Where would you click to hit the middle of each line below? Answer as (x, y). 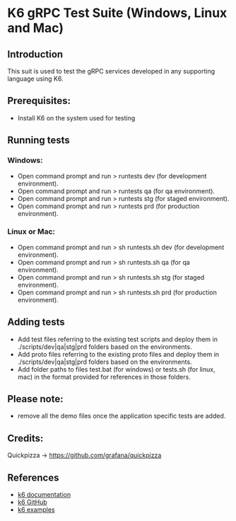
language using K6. (35, 79)
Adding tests (36, 322)
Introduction (35, 54)
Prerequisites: (39, 101)
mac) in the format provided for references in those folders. (104, 377)
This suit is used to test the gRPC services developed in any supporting (111, 71)
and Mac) (35, 28)
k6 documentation (44, 495)
